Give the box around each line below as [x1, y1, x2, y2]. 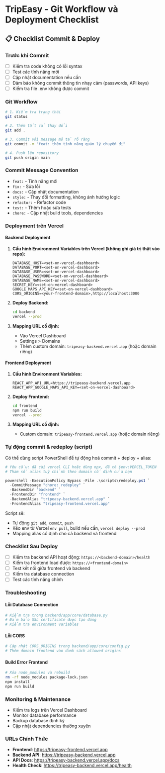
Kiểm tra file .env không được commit [12, 86, 89, 92]
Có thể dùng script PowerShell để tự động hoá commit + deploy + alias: [5, 455, 152, 461]
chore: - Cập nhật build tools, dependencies [12, 210, 103, 216]
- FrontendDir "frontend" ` [9, 492, 66, 497]
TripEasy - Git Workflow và [5, 3, 118, 15]
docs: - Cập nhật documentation [12, 189, 79, 194]
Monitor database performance [12, 712, 77, 718]
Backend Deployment [5, 235, 51, 241]
